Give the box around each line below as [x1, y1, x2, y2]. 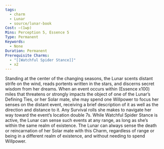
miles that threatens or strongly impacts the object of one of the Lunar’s [5, 91, 151, 97]
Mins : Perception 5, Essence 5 [5, 30, 69, 35]
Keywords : [5, 39, 26, 44]
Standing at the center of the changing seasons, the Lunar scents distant [5, 76, 153, 82]
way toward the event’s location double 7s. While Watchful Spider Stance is [5, 112, 158, 118]
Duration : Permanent [5, 48, 48, 53]
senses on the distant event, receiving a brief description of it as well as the [5, 102, 159, 108]
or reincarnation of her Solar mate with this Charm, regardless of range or [5, 128, 155, 134]
